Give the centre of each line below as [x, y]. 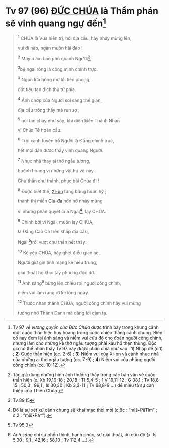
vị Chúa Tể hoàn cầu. [39, 130]
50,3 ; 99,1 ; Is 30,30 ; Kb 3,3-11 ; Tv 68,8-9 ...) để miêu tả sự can [88, 385]
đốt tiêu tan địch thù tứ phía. [47, 89]
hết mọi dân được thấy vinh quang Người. [60, 150]
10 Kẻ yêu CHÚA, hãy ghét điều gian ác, [58, 252]
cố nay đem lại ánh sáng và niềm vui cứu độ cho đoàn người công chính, [88, 338]
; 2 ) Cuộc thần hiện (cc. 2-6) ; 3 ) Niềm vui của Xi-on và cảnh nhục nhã [86, 354]
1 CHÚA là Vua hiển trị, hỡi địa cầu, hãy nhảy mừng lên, [74, 38]
